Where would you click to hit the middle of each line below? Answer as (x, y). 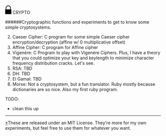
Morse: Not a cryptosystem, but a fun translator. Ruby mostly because (84, 84)
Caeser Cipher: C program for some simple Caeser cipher (71, 37)
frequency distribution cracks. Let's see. (53, 63)
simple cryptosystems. (28, 27)
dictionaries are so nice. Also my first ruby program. (65, 89)
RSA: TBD (22, 68)
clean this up (25, 109)
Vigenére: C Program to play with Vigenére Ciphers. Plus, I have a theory (86, 53)
